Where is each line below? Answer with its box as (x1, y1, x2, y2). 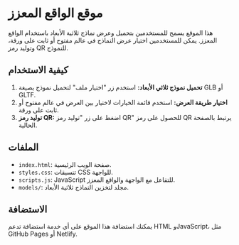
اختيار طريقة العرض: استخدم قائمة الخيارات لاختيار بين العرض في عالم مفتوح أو (18, 98, 228, 107)
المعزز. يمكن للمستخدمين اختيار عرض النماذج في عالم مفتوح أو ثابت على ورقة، (8, 36, 218, 44)
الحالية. (18, 121, 38, 129)
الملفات (8, 141, 39, 153)
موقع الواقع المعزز (8, 5, 103, 21)
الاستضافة (8, 203, 48, 215)
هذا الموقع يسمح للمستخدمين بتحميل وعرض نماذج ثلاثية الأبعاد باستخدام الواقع (8, 28, 213, 37)
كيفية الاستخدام (8, 64, 68, 76)
